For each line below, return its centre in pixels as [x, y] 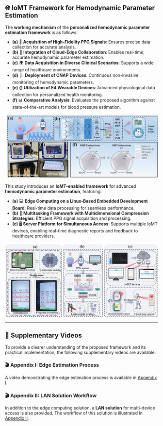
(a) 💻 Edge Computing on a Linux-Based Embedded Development [80, 201]
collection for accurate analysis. [44, 47]
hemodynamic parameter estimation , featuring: [53, 191]
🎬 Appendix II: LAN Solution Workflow [51, 395]
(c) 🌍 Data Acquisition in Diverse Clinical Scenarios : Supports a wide [83, 63]
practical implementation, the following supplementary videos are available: [81, 352]
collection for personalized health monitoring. [57, 95]
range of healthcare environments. [47, 69]
